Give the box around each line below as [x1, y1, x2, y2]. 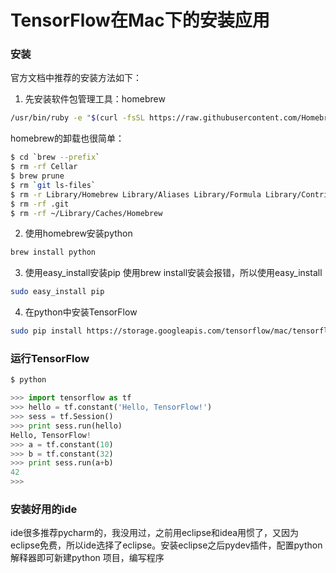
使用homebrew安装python [24, 227, 133, 240]
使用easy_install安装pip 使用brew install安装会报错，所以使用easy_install [24, 267, 323, 279]
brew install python [10, 247, 97, 258]
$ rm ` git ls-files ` [10, 180, 97, 190]
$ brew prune [10, 171, 65, 181]
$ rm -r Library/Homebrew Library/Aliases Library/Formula [10, 189, 262, 200]
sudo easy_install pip [10, 287, 105, 297]
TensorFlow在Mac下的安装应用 [10, 9, 270, 32]
